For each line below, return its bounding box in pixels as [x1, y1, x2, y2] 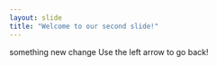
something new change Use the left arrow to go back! [9, 46, 209, 57]
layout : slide [9, 13, 63, 23]
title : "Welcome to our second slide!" [9, 22, 159, 31]
